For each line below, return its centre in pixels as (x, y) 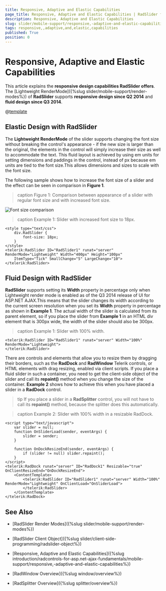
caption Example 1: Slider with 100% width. (61, 331)
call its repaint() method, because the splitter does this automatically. (88, 404)
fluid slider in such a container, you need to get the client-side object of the (82, 374)
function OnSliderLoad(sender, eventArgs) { (61, 432)
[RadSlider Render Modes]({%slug (47, 524)
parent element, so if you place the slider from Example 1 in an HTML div (79, 316)
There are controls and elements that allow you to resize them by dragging (81, 358)
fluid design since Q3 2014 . (34, 101)
